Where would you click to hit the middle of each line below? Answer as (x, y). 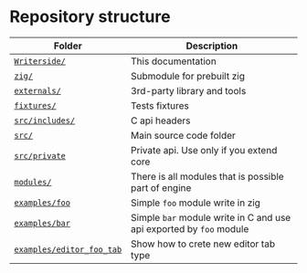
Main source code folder (183, 135)
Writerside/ (40, 61)
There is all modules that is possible (208, 176)
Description (212, 46)
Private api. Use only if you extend (204, 150)
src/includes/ (45, 120)
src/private (40, 156)
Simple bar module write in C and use (211, 217)
